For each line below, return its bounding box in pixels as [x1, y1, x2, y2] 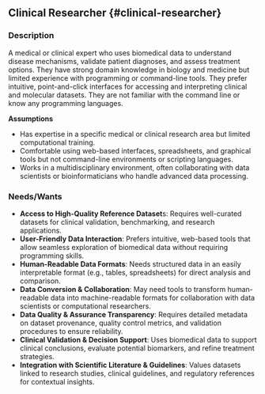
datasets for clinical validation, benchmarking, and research [19, 217, 215, 226]
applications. [19, 225, 62, 235]
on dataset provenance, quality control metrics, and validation [19, 318, 221, 328]
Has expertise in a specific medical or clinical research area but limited [19, 129, 251, 138]
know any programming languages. [8, 98, 124, 108]
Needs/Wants [8, 191, 62, 202]
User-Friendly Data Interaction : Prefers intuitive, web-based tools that [19, 233, 251, 244]
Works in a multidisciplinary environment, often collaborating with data [19, 162, 250, 172]
